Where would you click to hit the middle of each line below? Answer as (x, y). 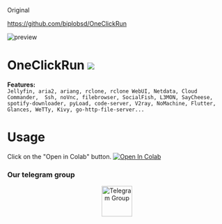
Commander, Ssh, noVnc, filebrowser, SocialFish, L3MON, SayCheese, (110, 97)
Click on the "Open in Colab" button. (60, 156)
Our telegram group (41, 174)
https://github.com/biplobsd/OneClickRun (67, 23)
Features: (22, 84)
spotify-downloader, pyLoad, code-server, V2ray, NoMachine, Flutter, (112, 103)
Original (18, 10)
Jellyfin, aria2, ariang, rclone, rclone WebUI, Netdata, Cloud (102, 91)
